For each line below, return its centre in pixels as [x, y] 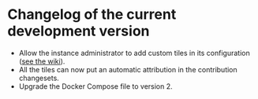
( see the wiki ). [42, 61]
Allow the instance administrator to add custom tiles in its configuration [134, 53]
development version [79, 31]
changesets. [39, 78]
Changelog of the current [92, 15]
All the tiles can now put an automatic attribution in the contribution [128, 69]
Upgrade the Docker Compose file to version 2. [95, 86]
